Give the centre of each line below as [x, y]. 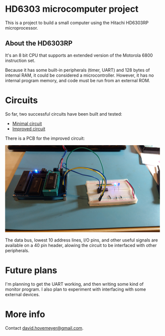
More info [25, 315]
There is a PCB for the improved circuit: [45, 138]
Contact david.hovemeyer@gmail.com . [44, 328]
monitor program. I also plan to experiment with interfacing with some [76, 289]
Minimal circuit [27, 123]
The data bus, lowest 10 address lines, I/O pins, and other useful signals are [82, 240]
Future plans [31, 270]
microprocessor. [22, 28]
